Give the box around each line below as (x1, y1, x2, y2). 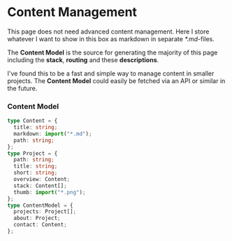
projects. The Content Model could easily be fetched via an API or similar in (7, 76, 226, 85)
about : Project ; (13, 214, 61, 222)
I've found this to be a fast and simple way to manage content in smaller (7, 69, 215, 78)
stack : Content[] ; (13, 182, 68, 189)
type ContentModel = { (7, 202, 73, 209)
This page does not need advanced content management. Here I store (7, 27, 210, 36)
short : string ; (13, 169, 58, 177)
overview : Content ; (13, 176, 71, 183)
